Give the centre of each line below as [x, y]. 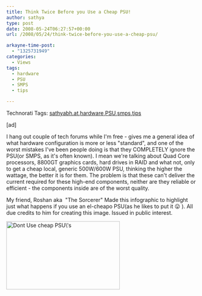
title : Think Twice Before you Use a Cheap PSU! [69, 12]
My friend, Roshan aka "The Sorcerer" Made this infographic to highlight [97, 200]
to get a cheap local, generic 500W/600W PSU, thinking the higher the [94, 169]
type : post [20, 23]
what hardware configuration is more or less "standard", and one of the [95, 143]
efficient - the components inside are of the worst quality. [78, 188]
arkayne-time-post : [31, 45]
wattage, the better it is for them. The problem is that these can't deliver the [101, 175]
